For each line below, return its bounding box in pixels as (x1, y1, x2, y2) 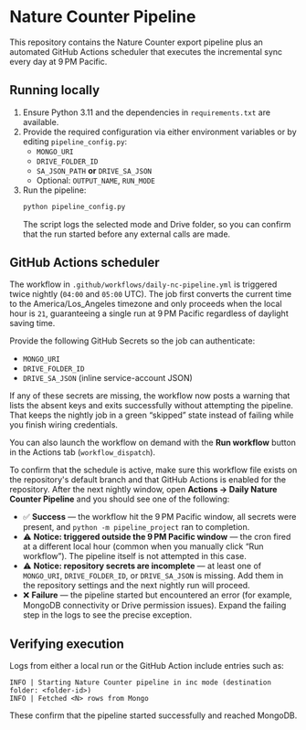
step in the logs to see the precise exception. (22, 609, 193, 620)
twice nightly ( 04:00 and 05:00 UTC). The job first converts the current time (9, 289, 292, 300)
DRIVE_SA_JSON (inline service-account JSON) (22, 373, 194, 384)
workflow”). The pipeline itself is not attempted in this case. (22, 551, 247, 562)
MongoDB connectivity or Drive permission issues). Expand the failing (22, 600, 287, 611)
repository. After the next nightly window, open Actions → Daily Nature (9, 484, 278, 495)
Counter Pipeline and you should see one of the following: (9, 493, 230, 504)
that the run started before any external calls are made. (22, 228, 231, 239)
